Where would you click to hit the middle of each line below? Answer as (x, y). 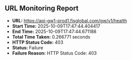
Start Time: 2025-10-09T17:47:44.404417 (56, 26)
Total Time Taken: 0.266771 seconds (51, 37)
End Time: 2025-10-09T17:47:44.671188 (54, 31)
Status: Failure (28, 47)
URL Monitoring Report (42, 8)
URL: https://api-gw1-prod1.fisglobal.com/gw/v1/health (70, 20)
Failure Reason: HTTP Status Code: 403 (54, 53)
